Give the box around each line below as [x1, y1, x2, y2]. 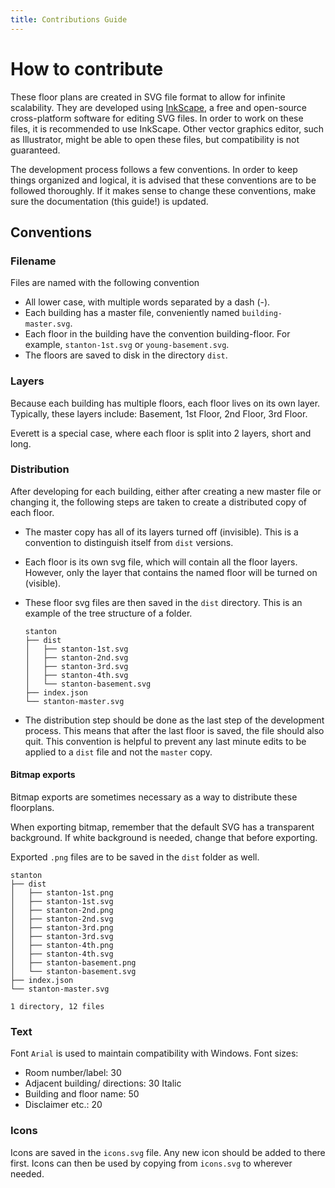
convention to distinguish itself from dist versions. [24, 536, 234, 548]
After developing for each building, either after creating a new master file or [10, 485, 322, 497]
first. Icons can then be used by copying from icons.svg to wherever [10, 1157, 293, 1169]
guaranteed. [10, 144, 61, 156]
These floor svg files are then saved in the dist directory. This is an [24, 596, 303, 608]
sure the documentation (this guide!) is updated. [10, 195, 209, 207]
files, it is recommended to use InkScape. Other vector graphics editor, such [10, 122, 325, 135]
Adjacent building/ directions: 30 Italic [24, 1077, 182, 1090]
